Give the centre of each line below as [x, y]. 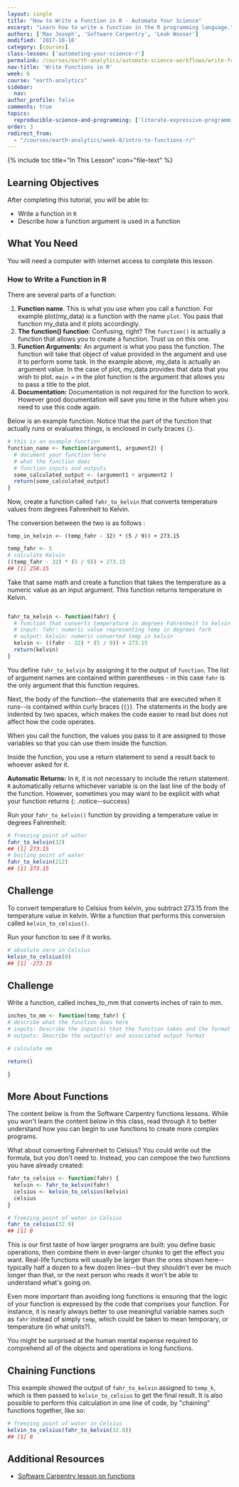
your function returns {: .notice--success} [69, 801]
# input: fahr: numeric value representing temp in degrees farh [113, 630]
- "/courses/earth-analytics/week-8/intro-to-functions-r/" [105, 140]
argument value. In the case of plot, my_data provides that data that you [123, 369]
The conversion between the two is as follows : [76, 523]
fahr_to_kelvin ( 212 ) [38, 862]
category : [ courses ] [38, 47]
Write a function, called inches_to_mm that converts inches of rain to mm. [115, 1003]
